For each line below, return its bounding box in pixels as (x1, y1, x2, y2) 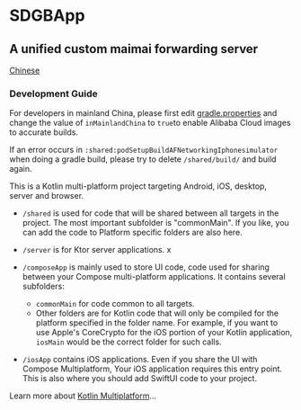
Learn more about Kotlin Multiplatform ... (9, 390, 157, 401)
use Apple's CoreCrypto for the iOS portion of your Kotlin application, (35, 327, 293, 338)
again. (9, 164, 33, 174)
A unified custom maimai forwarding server (9, 41, 259, 57)
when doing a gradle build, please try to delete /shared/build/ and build (9, 154, 277, 165)
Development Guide (9, 87, 98, 100)
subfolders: (22, 281, 66, 292)
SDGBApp (9, 5, 85, 26)
